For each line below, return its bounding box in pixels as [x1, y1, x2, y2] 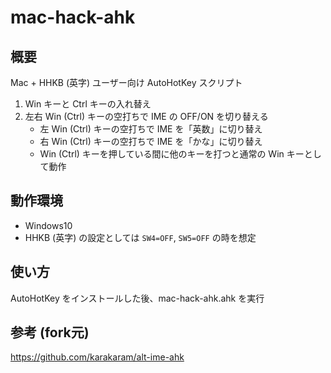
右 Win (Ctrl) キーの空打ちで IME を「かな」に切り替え [39, 136, 263, 147]
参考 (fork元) [10, 324, 90, 341]
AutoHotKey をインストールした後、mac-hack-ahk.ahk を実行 [10, 292, 265, 304]
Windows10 [24, 219, 73, 231]
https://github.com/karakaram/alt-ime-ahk [10, 351, 185, 363]
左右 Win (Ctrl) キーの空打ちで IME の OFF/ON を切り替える [24, 111, 269, 122]
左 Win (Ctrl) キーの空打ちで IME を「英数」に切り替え [39, 123, 263, 135]
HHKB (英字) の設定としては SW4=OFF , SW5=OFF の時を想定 [24, 231, 257, 243]
